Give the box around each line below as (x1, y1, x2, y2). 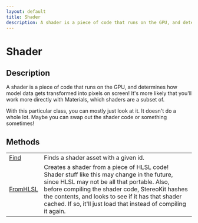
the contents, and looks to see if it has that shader (44, 192, 182, 201)
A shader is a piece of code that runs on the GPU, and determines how (6, 83, 178, 91)
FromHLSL (9, 185, 38, 194)
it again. (44, 207, 66, 215)
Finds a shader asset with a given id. (44, 154, 144, 162)
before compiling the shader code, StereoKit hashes (44, 185, 188, 194)
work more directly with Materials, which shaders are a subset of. (6, 96, 165, 103)
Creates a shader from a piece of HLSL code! (44, 163, 169, 171)
